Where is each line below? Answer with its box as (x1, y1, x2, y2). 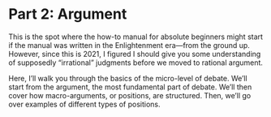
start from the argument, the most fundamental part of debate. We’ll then (8, 82, 252, 92)
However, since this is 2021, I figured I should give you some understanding (8, 49, 261, 58)
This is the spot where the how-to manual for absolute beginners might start (8, 32, 264, 41)
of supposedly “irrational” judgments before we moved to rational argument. (8, 58, 264, 67)
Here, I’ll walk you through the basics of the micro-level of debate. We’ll (8, 73, 247, 83)
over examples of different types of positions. (8, 99, 161, 109)
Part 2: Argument (8, 5, 127, 24)
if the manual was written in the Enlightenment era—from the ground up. (8, 40, 250, 50)
